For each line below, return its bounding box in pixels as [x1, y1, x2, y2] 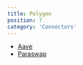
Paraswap [17, 50, 47, 58]
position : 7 [7, 17, 42, 24]
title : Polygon [7, 10, 52, 17]
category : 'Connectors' [7, 23, 77, 30]
